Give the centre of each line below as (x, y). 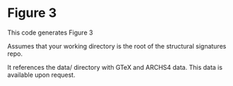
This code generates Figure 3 (50, 32)
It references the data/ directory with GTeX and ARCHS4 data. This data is (115, 67)
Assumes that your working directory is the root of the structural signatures (117, 46)
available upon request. (41, 75)
